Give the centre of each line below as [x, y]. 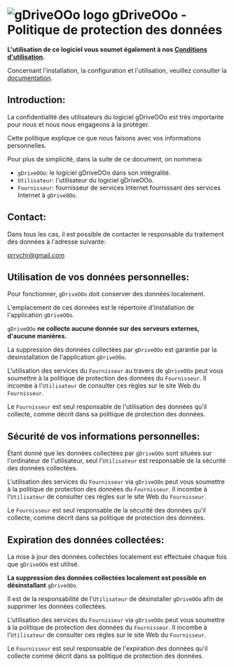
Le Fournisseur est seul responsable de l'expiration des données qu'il [108, 648]
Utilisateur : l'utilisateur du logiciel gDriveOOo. [85, 180]
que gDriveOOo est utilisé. [43, 564]
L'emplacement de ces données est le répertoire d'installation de [101, 308]
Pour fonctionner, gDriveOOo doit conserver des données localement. [106, 294]
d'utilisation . [26, 57]
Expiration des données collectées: [86, 540]
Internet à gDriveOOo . [47, 195]
